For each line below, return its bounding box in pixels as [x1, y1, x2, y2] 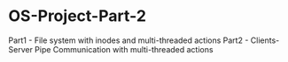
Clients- [250, 35, 280, 45]
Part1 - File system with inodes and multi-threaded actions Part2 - [8, 35, 249, 45]
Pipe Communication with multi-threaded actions [34, 44, 214, 54]
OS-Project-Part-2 [8, 6, 147, 26]
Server [8, 44, 33, 54]
